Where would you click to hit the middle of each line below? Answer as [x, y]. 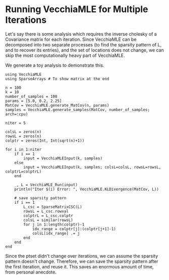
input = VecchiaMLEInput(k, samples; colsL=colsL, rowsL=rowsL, [92, 167]
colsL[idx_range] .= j [56, 233]
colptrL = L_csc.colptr [48, 215]
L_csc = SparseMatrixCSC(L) [53, 207]
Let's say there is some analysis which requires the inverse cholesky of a [81, 34]
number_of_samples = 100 [31, 96]
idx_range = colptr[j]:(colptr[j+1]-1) [74, 229]
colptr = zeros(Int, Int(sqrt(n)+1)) [45, 141]
